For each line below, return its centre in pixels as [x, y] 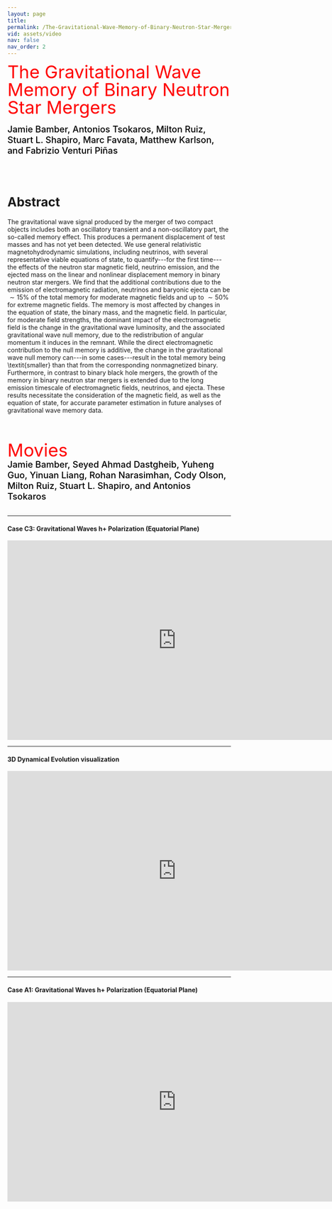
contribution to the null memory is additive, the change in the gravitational [115, 350]
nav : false [23, 40]
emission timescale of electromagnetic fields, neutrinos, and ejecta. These [116, 387]
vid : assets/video [34, 34]
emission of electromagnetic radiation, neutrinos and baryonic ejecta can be [119, 289]
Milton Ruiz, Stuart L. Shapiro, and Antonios [99, 486]
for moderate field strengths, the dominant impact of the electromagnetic [114, 319]
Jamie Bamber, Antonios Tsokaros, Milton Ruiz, [107, 129]
